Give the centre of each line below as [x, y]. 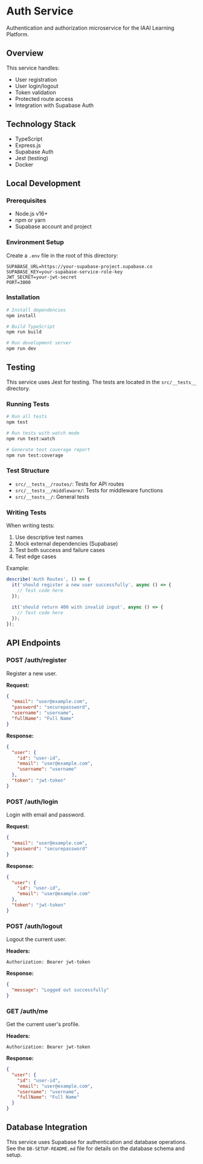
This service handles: [33, 68]
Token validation [35, 92]
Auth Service [40, 11]
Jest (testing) [31, 158]
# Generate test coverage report [48, 449]
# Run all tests [27, 417]
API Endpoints [34, 643]
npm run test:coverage [35, 455]
